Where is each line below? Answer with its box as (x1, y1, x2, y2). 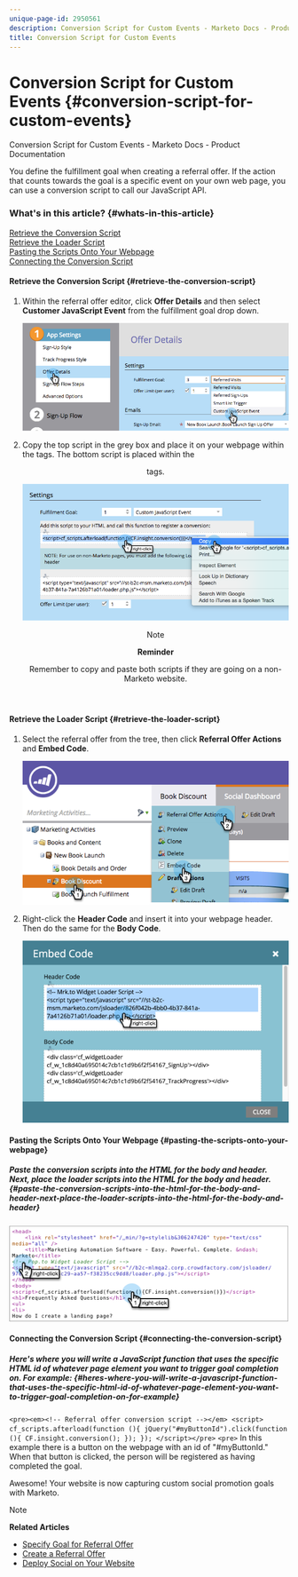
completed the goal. (9, 1461, 82, 1471)
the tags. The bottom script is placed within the (21, 449, 195, 460)
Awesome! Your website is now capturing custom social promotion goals (9, 1478, 275, 1489)
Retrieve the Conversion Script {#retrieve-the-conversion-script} (9, 276, 256, 287)
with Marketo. (9, 1487, 60, 1498)
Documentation (9, 149, 66, 160)
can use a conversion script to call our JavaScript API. (9, 185, 207, 195)
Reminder (137, 646, 175, 657)
